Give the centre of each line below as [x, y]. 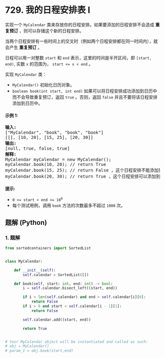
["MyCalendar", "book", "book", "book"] [55, 133]
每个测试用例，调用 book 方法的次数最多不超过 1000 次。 [69, 206]
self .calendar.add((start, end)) [57, 320]
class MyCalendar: [24, 261]
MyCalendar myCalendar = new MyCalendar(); [58, 160]
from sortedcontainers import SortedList [48, 248]
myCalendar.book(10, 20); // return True [56, 165]
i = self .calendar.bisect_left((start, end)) [70, 288]
